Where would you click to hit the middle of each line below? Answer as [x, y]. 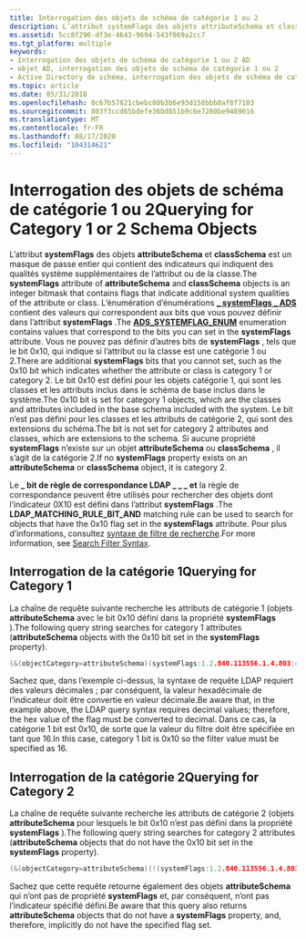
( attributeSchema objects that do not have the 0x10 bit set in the [131, 842]
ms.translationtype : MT [55, 119]
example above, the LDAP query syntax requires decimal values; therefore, [150, 710]
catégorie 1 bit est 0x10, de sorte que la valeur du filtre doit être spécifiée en [152, 729]
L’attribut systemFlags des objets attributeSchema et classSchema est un [151, 254]
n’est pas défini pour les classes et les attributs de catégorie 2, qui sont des [151, 418]
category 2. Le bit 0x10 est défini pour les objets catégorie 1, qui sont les [146, 380]
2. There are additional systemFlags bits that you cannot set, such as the [146, 360]
